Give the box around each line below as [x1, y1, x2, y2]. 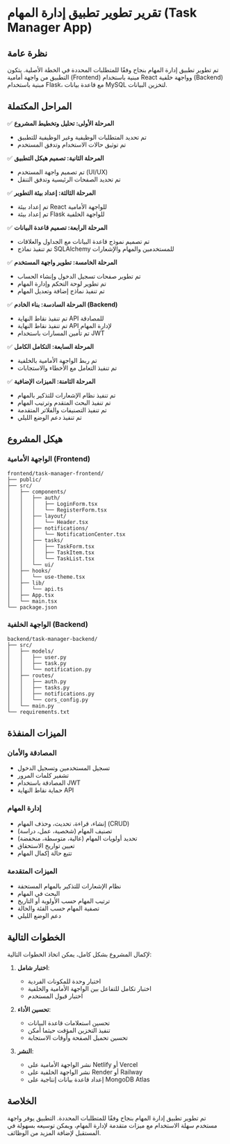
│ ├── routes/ [7, 672, 54, 679]
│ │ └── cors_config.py [7, 696, 89, 703]
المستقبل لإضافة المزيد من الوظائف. [7, 1128, 101, 1137]
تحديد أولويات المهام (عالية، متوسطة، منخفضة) [17, 834, 138, 842]
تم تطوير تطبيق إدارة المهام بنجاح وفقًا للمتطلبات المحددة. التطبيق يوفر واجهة [7, 1113, 206, 1122]
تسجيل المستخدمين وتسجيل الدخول [17, 764, 110, 772]
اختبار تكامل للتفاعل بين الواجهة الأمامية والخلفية [27, 984, 151, 992]
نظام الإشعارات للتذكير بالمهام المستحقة [17, 882, 122, 890]
